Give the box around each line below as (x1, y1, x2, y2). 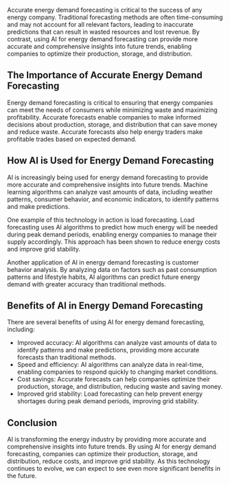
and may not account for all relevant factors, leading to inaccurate (7, 21, 194, 28)
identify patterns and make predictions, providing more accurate (16, 346, 200, 354)
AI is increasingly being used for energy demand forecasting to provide (7, 173, 209, 181)
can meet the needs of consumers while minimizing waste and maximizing (7, 106, 218, 114)
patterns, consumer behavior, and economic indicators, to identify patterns (7, 195, 220, 203)
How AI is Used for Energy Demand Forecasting (7, 155, 214, 167)
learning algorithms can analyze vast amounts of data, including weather (7, 188, 213, 196)
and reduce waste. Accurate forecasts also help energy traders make (7, 127, 203, 136)
